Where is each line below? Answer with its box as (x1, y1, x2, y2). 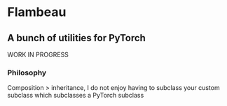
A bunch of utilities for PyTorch (7, 32, 146, 44)
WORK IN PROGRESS (7, 50, 69, 59)
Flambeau (7, 4, 67, 20)
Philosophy (7, 68, 47, 77)
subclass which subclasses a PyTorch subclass (7, 91, 144, 100)
